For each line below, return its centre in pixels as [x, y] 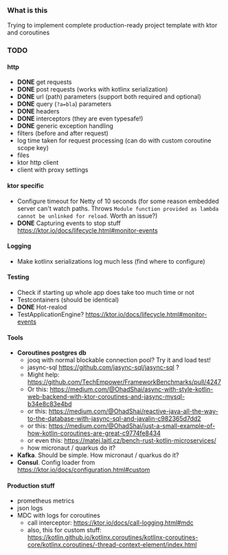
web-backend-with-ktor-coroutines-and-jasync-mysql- [106, 397]
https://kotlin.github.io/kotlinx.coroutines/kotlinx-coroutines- [113, 537]
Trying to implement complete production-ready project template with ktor [112, 25]
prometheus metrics [46, 501]
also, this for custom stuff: [64, 530]
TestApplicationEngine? [50, 315]
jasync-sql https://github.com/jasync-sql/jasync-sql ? [103, 368]
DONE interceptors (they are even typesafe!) [80, 118]
